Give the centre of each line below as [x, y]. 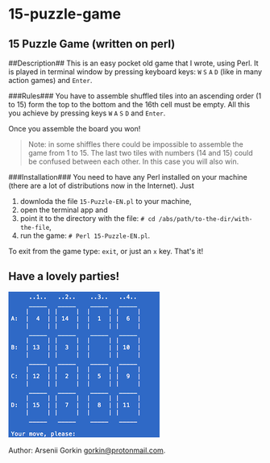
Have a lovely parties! [64, 276]
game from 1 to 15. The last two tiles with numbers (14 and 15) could [141, 153]
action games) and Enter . [50, 80]
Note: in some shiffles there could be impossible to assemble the [135, 144]
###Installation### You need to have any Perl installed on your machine [128, 177]
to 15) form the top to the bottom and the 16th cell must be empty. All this [129, 104]
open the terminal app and [64, 210]
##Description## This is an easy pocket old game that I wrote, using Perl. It [134, 63]
